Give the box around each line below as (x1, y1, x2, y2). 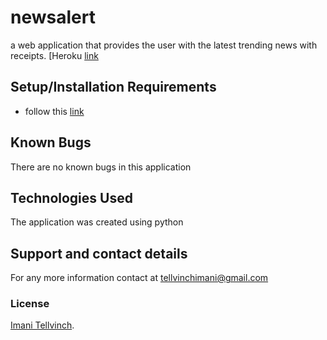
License (10, 297, 50, 311)
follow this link (24, 105, 85, 117)
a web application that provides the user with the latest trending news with (10, 39, 318, 51)
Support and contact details (10, 245, 188, 262)
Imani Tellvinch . (10, 319, 75, 331)
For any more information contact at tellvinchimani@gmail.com (10, 272, 269, 284)
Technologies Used (10, 189, 133, 206)
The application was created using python (10, 216, 184, 228)
